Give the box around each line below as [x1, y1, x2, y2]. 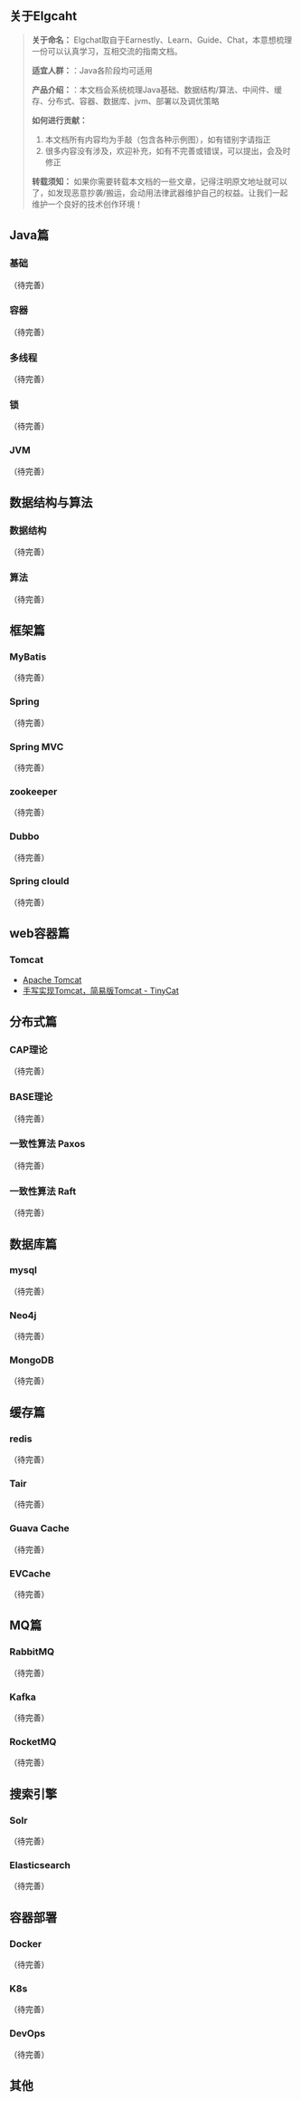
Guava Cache [9, 1522, 70, 1535]
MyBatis [9, 651, 47, 663]
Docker [9, 1937, 42, 1950]
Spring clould [9, 875, 70, 888]
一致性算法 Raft [9, 1185, 77, 1198]
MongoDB [9, 1354, 54, 1366]
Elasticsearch [9, 1858, 71, 1871]
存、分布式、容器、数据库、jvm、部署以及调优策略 [31, 95, 220, 106]
